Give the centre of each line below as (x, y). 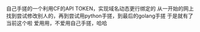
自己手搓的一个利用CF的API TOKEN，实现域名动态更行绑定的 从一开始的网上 (100, 8)
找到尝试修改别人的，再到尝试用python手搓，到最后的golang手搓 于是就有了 (100, 16)
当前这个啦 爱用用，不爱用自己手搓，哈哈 (57, 23)
